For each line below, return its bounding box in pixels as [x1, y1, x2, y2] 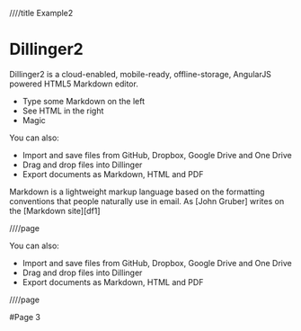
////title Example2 [9, 8, 74, 18]
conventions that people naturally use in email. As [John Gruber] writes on [9, 195, 285, 206]
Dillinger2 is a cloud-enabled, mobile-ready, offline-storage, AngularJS [9, 68, 272, 79]
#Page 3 [9, 311, 41, 322]
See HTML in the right [22, 105, 104, 116]
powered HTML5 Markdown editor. [9, 78, 139, 89]
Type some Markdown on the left [22, 95, 146, 106]
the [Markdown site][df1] [9, 205, 101, 216]
